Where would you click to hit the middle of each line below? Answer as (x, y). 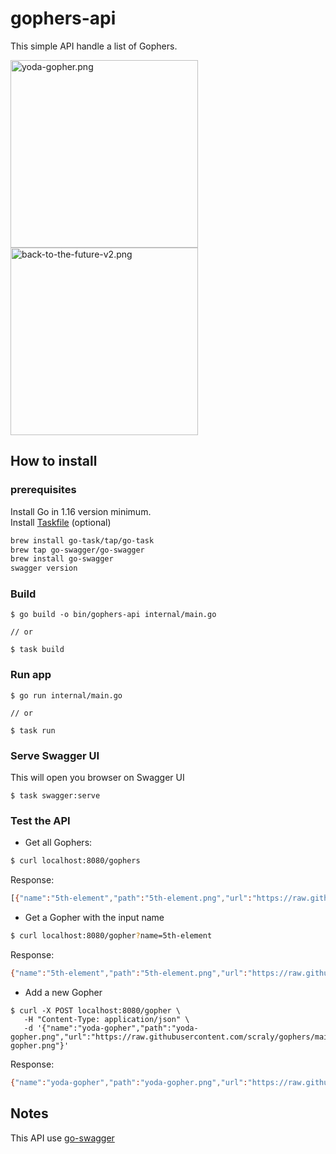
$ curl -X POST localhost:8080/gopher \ (96, 1010)
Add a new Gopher (63, 992)
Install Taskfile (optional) (61, 522)
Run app (31, 675)
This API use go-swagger (62, 1138)
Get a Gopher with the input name (94, 918)
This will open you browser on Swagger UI (97, 778)
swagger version (44, 568)
